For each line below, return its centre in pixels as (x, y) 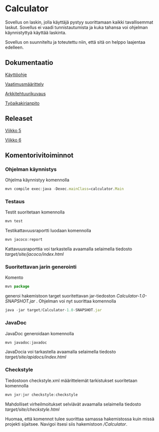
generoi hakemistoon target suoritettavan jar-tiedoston (60, 296)
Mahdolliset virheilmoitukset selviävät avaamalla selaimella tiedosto (73, 404)
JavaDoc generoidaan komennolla (40, 333)
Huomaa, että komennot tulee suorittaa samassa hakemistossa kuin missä (80, 419)
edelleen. (14, 47)
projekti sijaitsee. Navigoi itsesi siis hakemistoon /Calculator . (66, 424)
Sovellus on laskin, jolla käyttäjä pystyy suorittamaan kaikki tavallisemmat (79, 22)
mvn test (14, 221)
